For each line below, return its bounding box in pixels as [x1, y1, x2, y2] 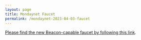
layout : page [5, 7, 32, 12]
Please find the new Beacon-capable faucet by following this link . [5, 30, 136, 36]
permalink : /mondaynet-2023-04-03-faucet [5, 16, 90, 21]
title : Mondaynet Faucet [5, 12, 55, 17]
